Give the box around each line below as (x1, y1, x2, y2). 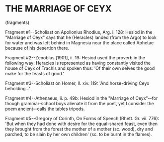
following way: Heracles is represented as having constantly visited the (5, 60, 151, 66)
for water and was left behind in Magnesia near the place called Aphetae (5, 39, 154, 45)
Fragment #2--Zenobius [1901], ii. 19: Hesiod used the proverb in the (5, 54, 146, 60)
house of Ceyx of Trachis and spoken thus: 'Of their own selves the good (5, 65, 155, 71)
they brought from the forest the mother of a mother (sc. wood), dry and (5, 126, 153, 132)
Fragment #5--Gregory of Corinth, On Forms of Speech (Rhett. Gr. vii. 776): (5, 115, 160, 121)
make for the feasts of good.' (5, 70, 65, 76)
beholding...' (5, 85, 31, 91)
